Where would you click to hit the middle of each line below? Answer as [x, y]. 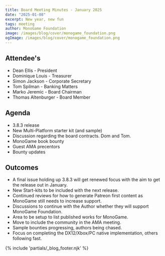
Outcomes [22, 167]
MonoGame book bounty [38, 141]
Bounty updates [29, 152]
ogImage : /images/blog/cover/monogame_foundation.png [63, 38]
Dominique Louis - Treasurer [42, 75]
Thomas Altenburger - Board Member [51, 97]
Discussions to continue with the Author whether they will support [80, 206]
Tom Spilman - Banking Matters [45, 87]
